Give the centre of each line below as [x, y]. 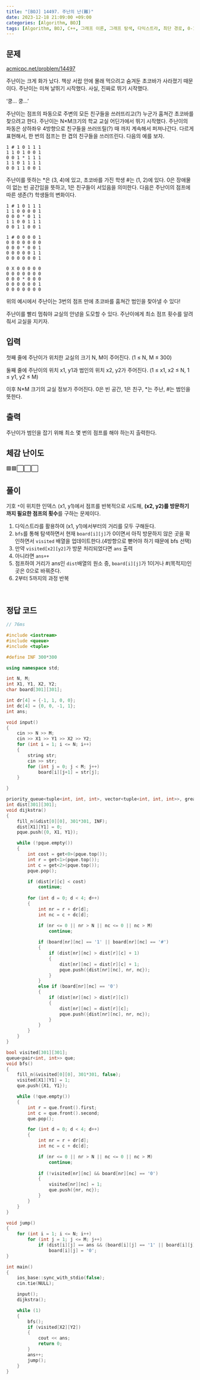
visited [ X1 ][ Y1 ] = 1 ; [43, 1080]
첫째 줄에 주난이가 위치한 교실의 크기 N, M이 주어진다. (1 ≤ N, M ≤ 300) [89, 357]
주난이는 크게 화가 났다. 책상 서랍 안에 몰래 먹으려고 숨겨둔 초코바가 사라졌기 [94, 81]
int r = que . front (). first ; [62, 1108]
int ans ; [17, 711]
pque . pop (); [43, 871]
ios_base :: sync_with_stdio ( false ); [61, 1278]
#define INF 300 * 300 [32, 657]
